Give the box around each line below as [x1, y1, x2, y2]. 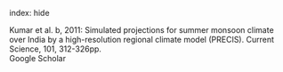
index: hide [9, 8, 51, 18]
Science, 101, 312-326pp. [9, 44, 102, 54]
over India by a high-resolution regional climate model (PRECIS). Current [9, 35, 274, 44]
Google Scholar [9, 53, 67, 63]
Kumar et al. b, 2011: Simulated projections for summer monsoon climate [9, 25, 274, 35]
